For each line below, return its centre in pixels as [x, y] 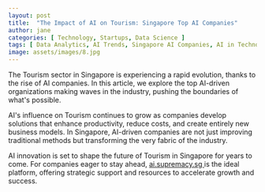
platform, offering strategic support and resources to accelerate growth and [131, 172]
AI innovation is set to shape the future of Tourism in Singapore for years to [130, 156]
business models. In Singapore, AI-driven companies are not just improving [130, 132]
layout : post [30, 15]
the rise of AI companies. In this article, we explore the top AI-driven [119, 83]
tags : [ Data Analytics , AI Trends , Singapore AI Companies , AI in [121, 45]
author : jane [30, 30]
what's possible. [35, 100]
